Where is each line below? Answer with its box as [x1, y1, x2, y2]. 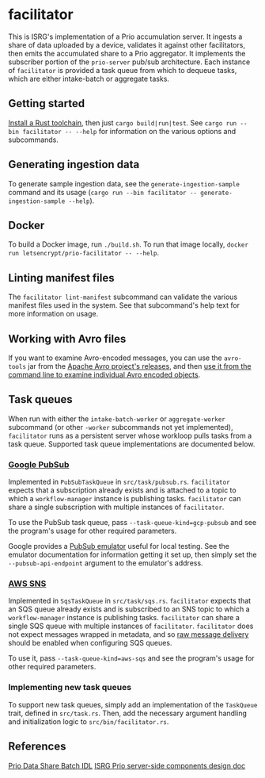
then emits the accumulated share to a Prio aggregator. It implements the [8, 48, 246, 58]
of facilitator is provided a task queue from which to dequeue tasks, [8, 65, 237, 75]
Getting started [8, 97, 85, 110]
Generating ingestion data [8, 158, 140, 171]
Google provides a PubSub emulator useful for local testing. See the [8, 542, 229, 551]
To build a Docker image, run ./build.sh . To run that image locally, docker [8, 240, 249, 249]
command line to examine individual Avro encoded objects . [8, 370, 201, 379]
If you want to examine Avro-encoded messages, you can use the [8, 353, 223, 362]
